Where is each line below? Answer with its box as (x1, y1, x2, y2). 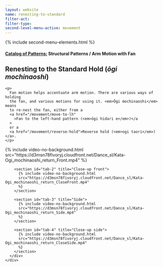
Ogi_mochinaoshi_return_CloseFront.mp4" (5, 179, 90, 185)
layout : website (5, 7, 39, 12)
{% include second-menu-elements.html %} (5, 39, 95, 45)
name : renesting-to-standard (5, 12, 65, 17)
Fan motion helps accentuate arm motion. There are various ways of (9, 90, 154, 95)
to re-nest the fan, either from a (9, 107, 83, 112)
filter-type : (5, 21, 32, 26)
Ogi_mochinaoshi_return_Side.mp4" (5, 210, 77, 215)
